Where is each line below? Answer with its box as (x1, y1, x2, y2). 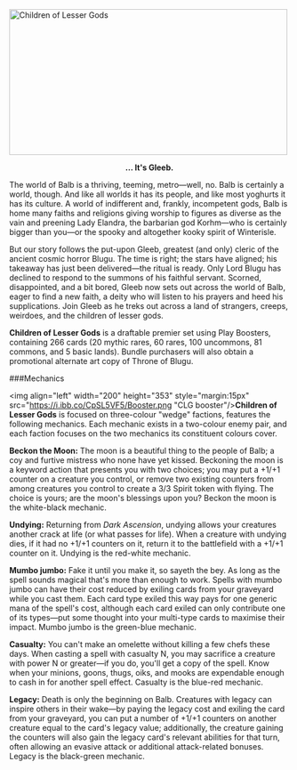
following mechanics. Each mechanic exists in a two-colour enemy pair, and (9, 418, 287, 429)
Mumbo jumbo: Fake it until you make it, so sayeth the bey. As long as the (9, 565, 281, 575)
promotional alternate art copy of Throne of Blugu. (9, 356, 194, 366)
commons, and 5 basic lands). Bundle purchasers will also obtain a (9, 346, 254, 357)
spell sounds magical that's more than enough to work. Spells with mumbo (9, 574, 283, 585)
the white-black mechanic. (9, 502, 107, 513)
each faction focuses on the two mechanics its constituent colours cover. (9, 428, 277, 439)
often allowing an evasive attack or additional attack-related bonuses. (9, 742, 264, 751)
